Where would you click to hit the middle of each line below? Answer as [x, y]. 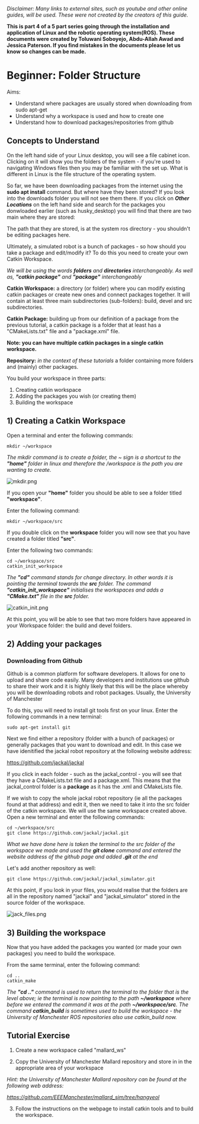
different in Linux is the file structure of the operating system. [81, 174]
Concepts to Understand [53, 141]
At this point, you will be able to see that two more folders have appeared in [99, 619]
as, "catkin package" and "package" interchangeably [74, 277]
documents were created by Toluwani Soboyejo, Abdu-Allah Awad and [95, 39]
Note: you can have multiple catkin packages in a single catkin [85, 343]
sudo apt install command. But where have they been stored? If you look [96, 191]
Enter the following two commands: [50, 550]
